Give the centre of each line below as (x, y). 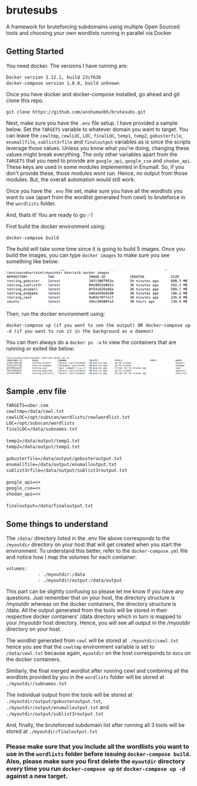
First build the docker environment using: (56, 226)
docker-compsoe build (33, 238)
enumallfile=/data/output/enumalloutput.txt (61, 465)
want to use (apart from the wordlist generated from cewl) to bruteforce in (96, 197)
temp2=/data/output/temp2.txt (43, 447)
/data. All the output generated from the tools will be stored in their (87, 610)
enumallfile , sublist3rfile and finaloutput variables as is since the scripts (98, 142)
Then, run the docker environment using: (56, 314)
